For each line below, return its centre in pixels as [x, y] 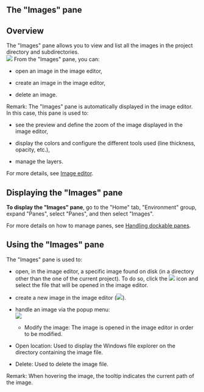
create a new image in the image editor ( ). [71, 297]
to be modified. [43, 334]
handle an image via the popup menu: [62, 309]
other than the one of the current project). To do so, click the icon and [107, 278]
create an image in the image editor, [60, 83]
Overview [25, 31]
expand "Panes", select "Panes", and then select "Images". [80, 214]
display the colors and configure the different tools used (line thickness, [105, 143]
